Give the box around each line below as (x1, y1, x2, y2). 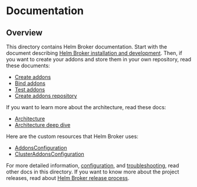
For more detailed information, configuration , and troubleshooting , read (6, 162, 179, 169)
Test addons (14, 86, 45, 93)
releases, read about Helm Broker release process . (6, 175, 130, 181)
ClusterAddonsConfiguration (14, 150, 84, 158)
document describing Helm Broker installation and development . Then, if (6, 50, 183, 57)
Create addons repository (14, 93, 77, 99)
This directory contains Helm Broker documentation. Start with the (6, 43, 168, 50)
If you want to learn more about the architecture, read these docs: (6, 104, 166, 110)
